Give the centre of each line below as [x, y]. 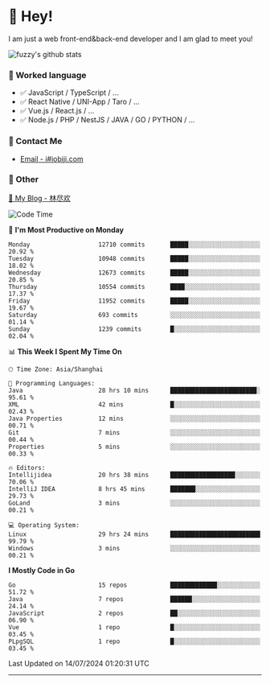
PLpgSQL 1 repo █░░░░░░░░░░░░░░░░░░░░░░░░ [135, 641]
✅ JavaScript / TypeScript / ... [69, 93]
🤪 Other [23, 179]
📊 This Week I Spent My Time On [65, 351]
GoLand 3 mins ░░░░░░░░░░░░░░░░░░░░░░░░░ [135, 503]
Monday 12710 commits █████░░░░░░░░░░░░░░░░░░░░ [135, 245]
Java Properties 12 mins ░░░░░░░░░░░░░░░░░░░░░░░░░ [135, 418]
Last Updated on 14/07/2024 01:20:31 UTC [79, 663]
